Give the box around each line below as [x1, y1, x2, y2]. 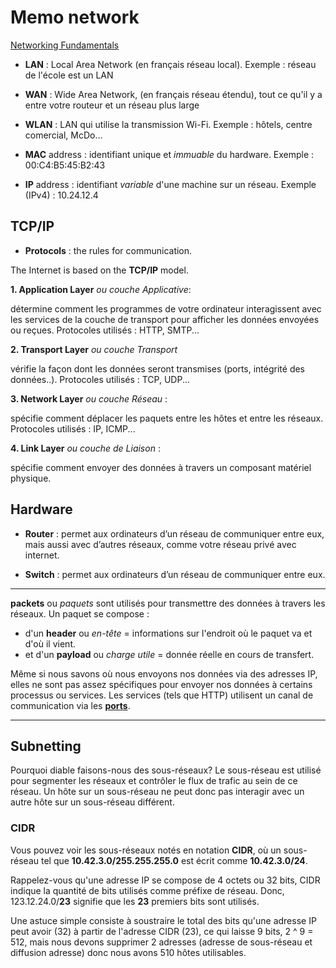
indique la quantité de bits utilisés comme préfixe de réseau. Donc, [10, 884, 285, 896]
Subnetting [10, 737, 82, 755]
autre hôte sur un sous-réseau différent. [10, 796, 175, 808]
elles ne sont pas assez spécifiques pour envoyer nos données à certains [10, 678, 313, 690]
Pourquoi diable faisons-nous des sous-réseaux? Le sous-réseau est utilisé [10, 764, 322, 776]
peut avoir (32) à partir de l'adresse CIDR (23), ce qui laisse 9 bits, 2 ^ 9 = [10, 925, 314, 937]
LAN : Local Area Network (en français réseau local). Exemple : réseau [24, 58, 317, 70]
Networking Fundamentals [10, 39, 120, 51]
